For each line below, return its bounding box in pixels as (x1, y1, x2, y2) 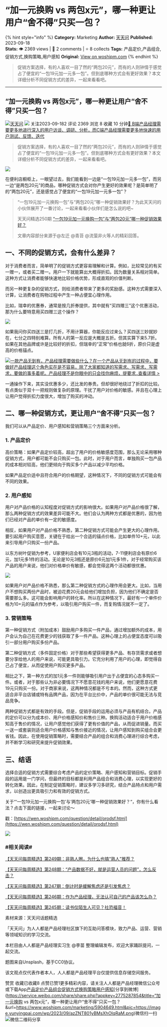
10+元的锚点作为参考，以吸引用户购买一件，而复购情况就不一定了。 (13, 601, 152, 607)
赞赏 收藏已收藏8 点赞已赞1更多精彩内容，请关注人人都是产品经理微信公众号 (5, 980, 161, 986)
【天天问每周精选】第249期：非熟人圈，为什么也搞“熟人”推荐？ (5, 856, 135, 862)
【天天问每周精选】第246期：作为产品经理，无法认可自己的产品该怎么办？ (5, 894, 158, 900)
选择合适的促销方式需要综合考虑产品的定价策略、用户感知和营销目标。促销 (5, 770, 158, 775)
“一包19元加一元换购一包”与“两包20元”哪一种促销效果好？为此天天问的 (17, 199, 162, 205)
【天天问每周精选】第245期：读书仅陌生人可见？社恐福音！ (5, 904, 127, 910)
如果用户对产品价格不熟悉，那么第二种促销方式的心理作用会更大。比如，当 (5, 582, 158, 588)
